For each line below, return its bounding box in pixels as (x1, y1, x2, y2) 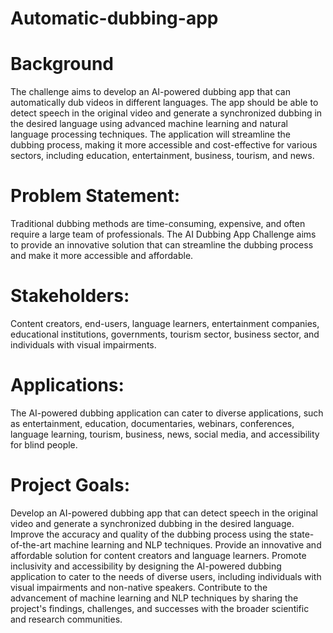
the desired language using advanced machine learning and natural (10, 118, 288, 130)
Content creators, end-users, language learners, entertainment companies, (10, 318, 320, 329)
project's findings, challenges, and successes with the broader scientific (10, 602, 310, 614)
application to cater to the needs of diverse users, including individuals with (10, 570, 322, 582)
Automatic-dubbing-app (10, 7, 219, 30)
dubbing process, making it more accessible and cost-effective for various (10, 139, 318, 151)
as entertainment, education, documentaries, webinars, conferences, (10, 417, 295, 429)
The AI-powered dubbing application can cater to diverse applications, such (10, 407, 324, 419)
